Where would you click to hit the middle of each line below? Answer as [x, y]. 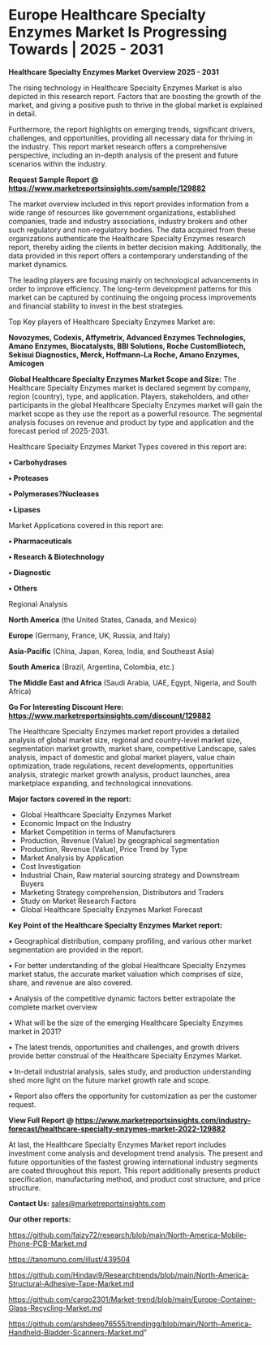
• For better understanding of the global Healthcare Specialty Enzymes [127, 965]
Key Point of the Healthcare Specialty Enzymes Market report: [116, 925]
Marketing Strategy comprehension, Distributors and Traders [122, 892]
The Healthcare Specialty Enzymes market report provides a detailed [124, 731]
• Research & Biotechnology [56, 556]
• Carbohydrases [38, 462]
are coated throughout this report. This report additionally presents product [134, 1170]
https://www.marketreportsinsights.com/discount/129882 [110, 716]
